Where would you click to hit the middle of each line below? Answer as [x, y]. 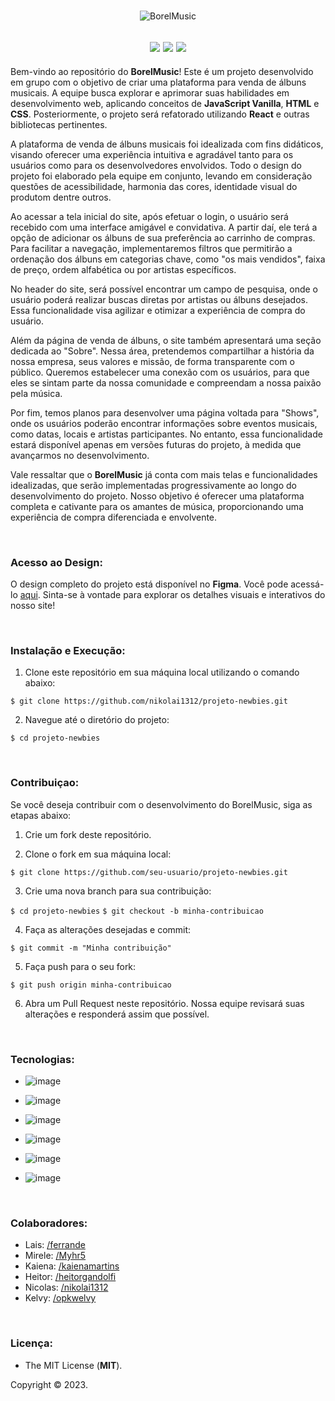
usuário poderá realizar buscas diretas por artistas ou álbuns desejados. [159, 299]
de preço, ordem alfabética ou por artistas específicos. [123, 269]
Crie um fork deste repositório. [88, 834]
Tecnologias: [42, 1059]
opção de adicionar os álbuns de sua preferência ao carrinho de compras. [163, 237]
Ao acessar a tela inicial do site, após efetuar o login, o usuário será [149, 216]
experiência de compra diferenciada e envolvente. [114, 517]
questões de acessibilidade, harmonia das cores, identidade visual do [154, 186]
